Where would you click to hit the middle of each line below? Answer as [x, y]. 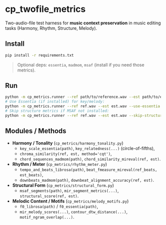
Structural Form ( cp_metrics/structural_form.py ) [63, 185]
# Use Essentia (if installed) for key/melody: [55, 102]
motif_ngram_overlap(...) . [47, 217]
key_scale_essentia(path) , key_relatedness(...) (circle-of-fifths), [87, 148]
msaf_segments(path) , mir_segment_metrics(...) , [69, 190]
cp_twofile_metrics [45, 9]
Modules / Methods [36, 131]
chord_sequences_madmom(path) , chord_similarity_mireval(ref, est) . [90, 159]
